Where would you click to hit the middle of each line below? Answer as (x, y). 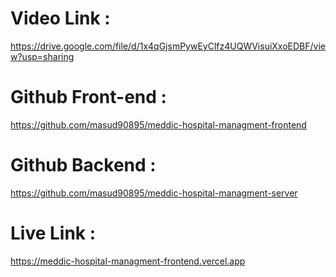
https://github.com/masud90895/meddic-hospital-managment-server (154, 193)
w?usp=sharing (42, 56)
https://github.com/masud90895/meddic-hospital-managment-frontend (158, 124)
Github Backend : (83, 165)
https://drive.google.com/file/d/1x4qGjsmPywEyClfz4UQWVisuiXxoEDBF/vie (168, 46)
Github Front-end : (88, 97)
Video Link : (60, 18)
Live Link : (53, 233)
